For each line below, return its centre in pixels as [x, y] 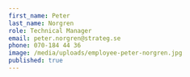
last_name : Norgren [41, 23]
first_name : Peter [39, 16]
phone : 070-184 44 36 [45, 46]
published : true [36, 61]
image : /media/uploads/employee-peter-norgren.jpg [95, 53]
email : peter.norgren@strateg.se [65, 38]
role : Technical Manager [50, 30]
